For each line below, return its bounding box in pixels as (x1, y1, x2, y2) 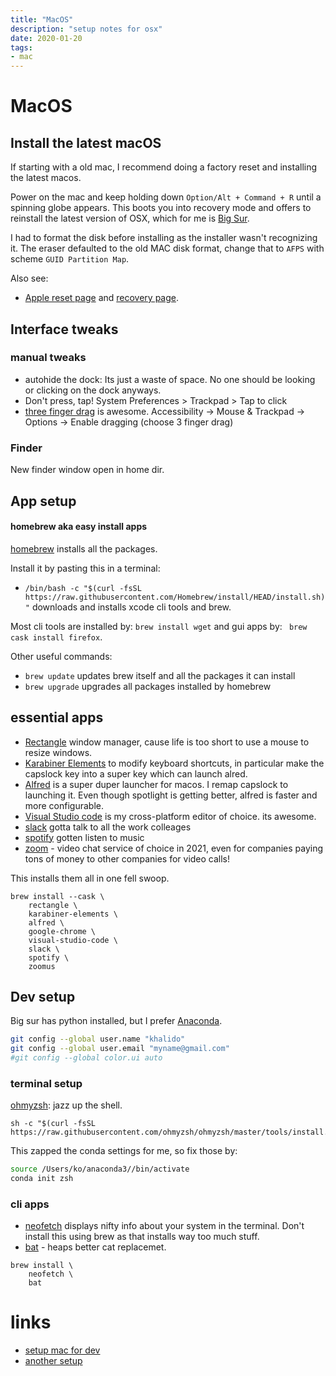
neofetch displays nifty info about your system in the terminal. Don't (24, 1220, 305, 1232)
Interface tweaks (10, 321, 119, 338)
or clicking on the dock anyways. (24, 384, 162, 396)
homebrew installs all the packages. (10, 542, 158, 555)
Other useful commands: (10, 650, 113, 662)
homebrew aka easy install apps (10, 521, 148, 533)
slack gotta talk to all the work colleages (24, 821, 192, 833)
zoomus (28, 961, 56, 971)
